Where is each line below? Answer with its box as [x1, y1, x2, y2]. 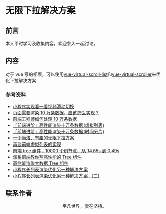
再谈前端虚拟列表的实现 [12, 141, 61, 148]
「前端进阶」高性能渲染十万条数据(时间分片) [12, 129, 105, 135]
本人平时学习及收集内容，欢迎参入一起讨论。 [5, 41, 98, 46]
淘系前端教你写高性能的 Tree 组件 [12, 154, 82, 160]
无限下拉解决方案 [5, 5, 76, 16]
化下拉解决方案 [5, 77, 36, 83]
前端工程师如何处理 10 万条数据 [12, 116, 77, 122]
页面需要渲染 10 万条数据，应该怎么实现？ [12, 110, 100, 116]
